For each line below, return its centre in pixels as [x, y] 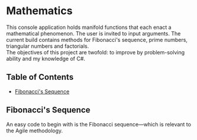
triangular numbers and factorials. [47, 46]
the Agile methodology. [35, 131]
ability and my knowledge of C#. [46, 58]
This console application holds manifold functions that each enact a [89, 27]
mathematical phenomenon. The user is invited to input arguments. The [93, 33]
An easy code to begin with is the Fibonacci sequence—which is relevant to [99, 124]
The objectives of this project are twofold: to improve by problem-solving [96, 52]
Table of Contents [40, 77]
